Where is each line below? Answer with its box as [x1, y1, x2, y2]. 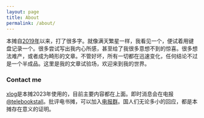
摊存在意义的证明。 [6, 105, 55, 113]
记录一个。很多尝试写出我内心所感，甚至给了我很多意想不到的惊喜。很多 [11, 45, 192, 52]
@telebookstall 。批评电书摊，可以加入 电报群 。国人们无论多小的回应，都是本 [6, 97, 198, 105]
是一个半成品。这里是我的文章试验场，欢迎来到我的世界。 [6, 60, 150, 67]
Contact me [6, 76, 42, 84]
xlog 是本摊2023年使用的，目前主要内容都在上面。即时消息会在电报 [6, 90, 174, 97]
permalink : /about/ [6, 20, 56, 26]
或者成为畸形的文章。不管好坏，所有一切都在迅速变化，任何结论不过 [27, 53, 198, 60]
